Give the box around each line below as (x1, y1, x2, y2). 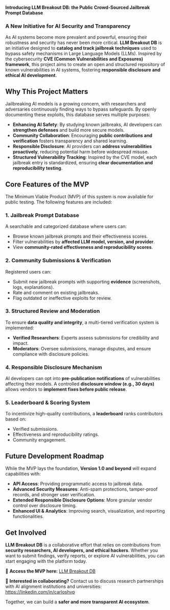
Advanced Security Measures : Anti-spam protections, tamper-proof (12, 486, 158, 492)
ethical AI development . (5, 72, 57, 78)
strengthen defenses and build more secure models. (12, 127, 125, 133)
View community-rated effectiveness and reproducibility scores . (12, 244, 153, 250)
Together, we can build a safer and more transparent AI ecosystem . (5, 599, 150, 605)
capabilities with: (5, 471, 41, 477)
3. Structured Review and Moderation (5, 307, 100, 314)
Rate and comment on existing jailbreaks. (12, 289, 100, 296)
